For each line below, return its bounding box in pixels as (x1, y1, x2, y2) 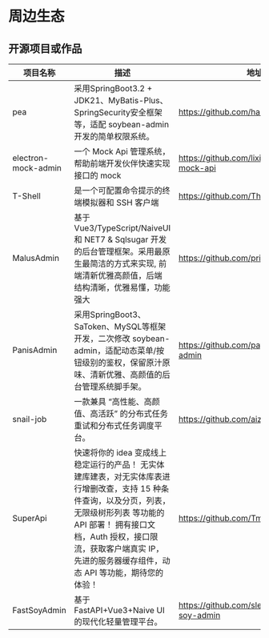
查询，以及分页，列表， (82, 496, 171, 506)
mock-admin (12, 163, 62, 173)
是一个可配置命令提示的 (74, 185, 163, 196)
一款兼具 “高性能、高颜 (74, 396, 160, 407)
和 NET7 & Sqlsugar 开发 (74, 234, 167, 245)
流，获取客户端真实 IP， (74, 544, 164, 554)
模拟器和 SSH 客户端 (82, 197, 159, 208)
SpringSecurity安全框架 (74, 107, 163, 118)
